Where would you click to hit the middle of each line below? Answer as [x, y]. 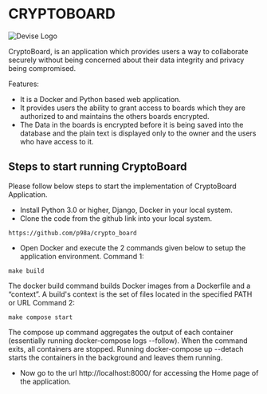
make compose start [41, 317]
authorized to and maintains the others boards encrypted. [114, 116]
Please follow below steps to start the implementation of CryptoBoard [122, 186]
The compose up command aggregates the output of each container [121, 332]
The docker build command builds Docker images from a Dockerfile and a [130, 286]
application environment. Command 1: [82, 256]
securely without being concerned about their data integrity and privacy [126, 60]
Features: [24, 84]
